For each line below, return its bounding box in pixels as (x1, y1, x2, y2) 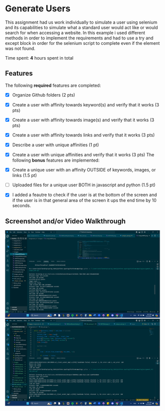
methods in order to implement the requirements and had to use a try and (5, 35, 154, 41)
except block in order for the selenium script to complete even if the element (5, 40, 160, 46)
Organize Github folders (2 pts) (12, 92, 75, 98)
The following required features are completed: (5, 82, 101, 88)
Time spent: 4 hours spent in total (5, 55, 74, 61)
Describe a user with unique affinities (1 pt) (12, 142, 99, 148)
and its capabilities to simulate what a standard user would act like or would (5, 24, 158, 30)
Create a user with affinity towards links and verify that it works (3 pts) (12, 132, 155, 138)
